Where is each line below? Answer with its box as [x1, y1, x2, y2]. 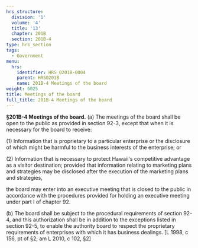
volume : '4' [11, 20, 41, 26]
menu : [6, 58, 20, 64]
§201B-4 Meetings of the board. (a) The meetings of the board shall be [6, 113, 181, 120]
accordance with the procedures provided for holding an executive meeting [6, 192, 190, 199]
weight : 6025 [6, 86, 38, 92]
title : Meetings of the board [6, 91, 81, 97]
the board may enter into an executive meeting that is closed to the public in [6, 185, 191, 193]
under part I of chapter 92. [6, 198, 71, 205]
